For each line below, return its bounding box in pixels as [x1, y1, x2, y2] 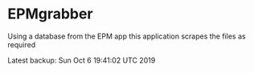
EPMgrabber [7, 5, 93, 23]
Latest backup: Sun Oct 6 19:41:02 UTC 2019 [7, 55, 156, 65]
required [7, 39, 36, 49]
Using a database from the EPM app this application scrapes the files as [7, 31, 246, 41]
